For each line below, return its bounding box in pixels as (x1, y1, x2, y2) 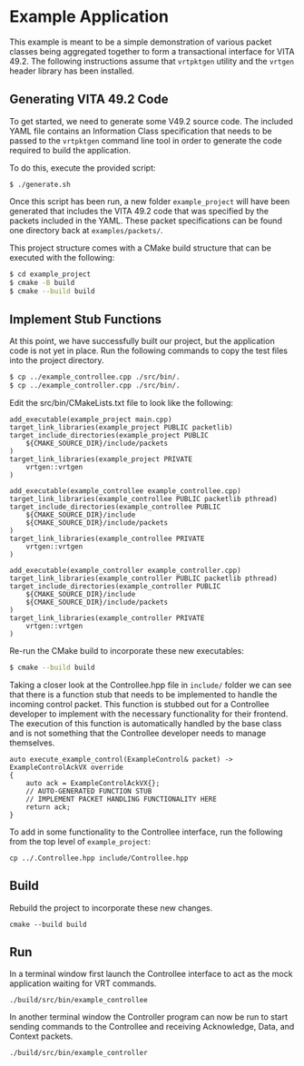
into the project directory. (9, 355, 104, 366)
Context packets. (9, 1031, 74, 1041)
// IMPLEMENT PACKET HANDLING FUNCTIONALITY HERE (25, 795, 218, 804)
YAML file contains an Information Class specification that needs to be (9, 125, 272, 136)
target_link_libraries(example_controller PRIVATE (9, 613, 205, 623)
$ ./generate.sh (9, 180, 71, 189)
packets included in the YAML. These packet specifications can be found (9, 215, 283, 226)
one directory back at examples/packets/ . (9, 224, 163, 235)
